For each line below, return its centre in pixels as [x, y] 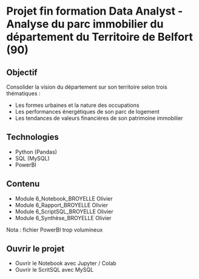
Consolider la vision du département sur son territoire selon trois [87, 87]
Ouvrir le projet [35, 249]
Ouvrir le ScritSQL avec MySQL [54, 270]
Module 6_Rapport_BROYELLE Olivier [62, 205]
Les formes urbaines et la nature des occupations [77, 105]
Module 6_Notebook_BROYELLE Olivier [64, 198]
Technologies [33, 137]
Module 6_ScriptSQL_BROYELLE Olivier [64, 212]
